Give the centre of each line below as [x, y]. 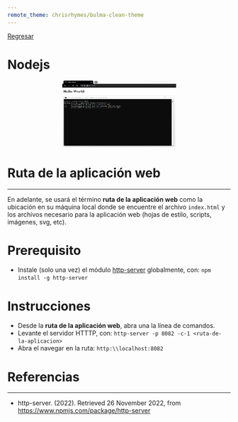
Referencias [44, 377]
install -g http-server [53, 278]
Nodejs [29, 64]
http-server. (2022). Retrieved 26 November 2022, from [99, 403]
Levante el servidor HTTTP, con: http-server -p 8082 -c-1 [104, 333]
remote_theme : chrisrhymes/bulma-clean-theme [75, 15]
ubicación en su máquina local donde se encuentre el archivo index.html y [116, 207]
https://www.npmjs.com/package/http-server [84, 411]
